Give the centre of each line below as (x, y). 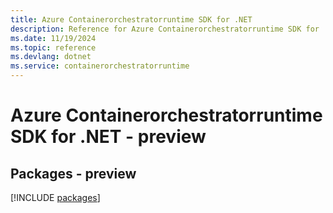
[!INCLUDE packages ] (55, 197)
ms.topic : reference (53, 47)
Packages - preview (73, 173)
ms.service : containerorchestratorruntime (100, 66)
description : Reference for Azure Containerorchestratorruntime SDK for (165, 29)
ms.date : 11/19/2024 (53, 38)
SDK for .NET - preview (108, 137)
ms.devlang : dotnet (51, 57)
